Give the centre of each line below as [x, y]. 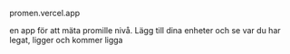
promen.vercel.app [45, 13]
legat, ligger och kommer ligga [66, 40]
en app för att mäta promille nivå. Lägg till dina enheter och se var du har [145, 30]
